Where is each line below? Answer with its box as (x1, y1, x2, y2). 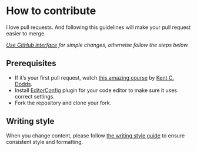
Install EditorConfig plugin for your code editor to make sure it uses (14, 87, 178, 94)
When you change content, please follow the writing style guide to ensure (6, 132, 185, 139)
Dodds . (14, 80, 32, 87)
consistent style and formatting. (6, 138, 84, 145)
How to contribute (6, 4, 96, 18)
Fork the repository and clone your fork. (14, 99, 112, 106)
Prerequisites (6, 58, 56, 68)
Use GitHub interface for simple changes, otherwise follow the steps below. (6, 41, 189, 48)
